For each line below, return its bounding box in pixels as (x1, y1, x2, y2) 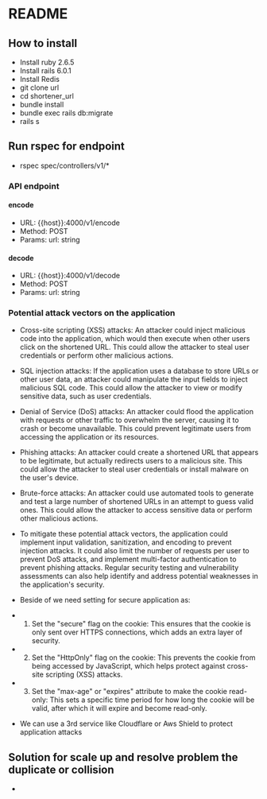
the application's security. (19, 580, 105, 589)
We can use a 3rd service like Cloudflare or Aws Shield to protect (19, 719, 233, 728)
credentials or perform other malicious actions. (19, 351, 174, 360)
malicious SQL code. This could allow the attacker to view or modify (19, 383, 242, 393)
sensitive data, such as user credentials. (19, 391, 152, 401)
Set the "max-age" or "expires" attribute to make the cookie (31, 687, 228, 696)
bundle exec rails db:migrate (19, 108, 114, 118)
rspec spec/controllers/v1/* (19, 161, 110, 170)
